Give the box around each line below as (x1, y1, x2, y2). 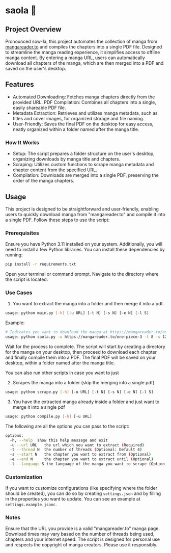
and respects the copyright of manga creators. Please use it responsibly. (5, 542, 158, 548)
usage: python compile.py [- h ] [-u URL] (5, 414, 93, 419)
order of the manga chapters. (12, 178, 75, 184)
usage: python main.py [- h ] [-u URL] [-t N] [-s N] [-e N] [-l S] (5, 310, 149, 315)
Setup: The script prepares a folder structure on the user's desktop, (12, 150, 155, 157)
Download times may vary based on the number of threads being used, (5, 531, 155, 537)
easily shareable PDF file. (12, 104, 66, 111)
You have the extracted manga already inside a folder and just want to (12, 399, 160, 405)
